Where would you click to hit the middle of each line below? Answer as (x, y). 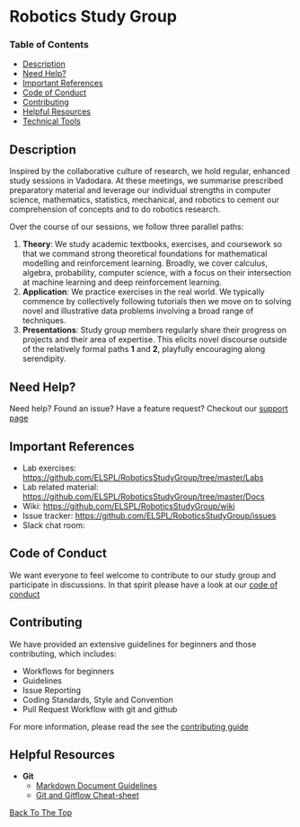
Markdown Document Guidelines (96, 786)
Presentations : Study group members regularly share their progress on (154, 330)
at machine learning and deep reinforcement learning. (122, 282)
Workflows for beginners (68, 671)
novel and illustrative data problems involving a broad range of (138, 311)
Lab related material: (60, 487)
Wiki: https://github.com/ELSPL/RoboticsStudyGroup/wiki (128, 506)
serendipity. (44, 359)
